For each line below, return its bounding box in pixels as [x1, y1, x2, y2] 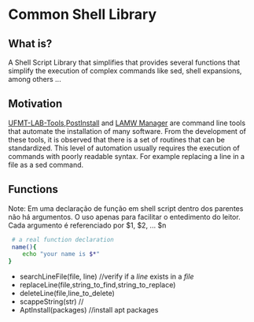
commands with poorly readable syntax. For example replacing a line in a [8, 151, 245, 161]
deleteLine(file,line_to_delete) [19, 289, 116, 298]
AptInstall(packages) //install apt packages [19, 305, 159, 315]
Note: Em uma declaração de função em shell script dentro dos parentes [8, 203, 244, 213]
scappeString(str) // [19, 297, 84, 306]
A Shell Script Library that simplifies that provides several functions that [8, 57, 241, 67]
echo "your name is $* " [22, 250, 101, 258]
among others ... [8, 75, 61, 83]
